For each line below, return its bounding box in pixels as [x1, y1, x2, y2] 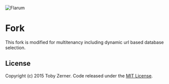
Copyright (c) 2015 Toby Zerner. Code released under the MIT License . [5, 72, 153, 78]
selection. [5, 45, 26, 51]
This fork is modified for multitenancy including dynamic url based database [5, 39, 164, 45]
